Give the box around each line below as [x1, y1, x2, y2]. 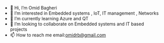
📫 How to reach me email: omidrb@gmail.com [10, 32, 106, 38]
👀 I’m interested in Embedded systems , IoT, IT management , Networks [10, 10, 159, 16]
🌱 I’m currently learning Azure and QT [10, 16, 89, 21]
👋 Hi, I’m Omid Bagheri [10, 5, 57, 11]
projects [10, 26, 28, 32]
